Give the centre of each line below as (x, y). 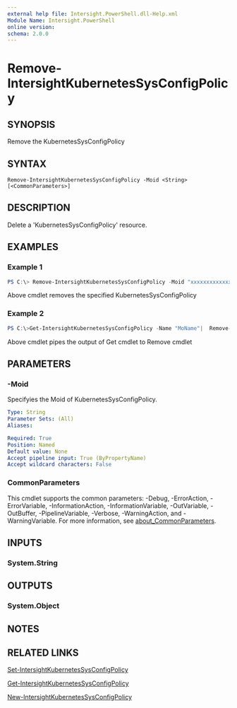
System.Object (34, 606)
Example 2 (26, 314)
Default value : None (38, 452)
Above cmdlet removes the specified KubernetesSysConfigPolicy (102, 295)
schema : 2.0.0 (28, 34)
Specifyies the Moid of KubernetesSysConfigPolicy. (82, 399)
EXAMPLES (33, 247)
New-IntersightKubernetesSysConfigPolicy (70, 697)
